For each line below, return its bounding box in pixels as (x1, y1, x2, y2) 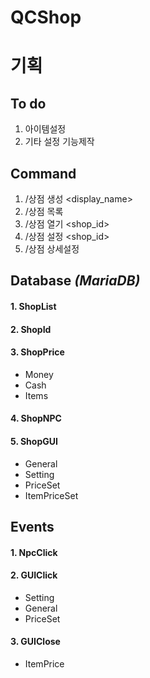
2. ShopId (10, 323, 52, 335)
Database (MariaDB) (10, 272, 141, 290)
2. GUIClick (10, 569, 58, 581)
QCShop (10, 6, 82, 29)
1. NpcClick (10, 546, 58, 558)
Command (10, 165, 77, 182)
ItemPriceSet (24, 489, 79, 501)
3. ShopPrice (10, 346, 65, 358)
